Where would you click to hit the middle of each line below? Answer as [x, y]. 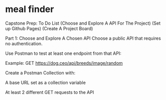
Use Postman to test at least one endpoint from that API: [63, 53]
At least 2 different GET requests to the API [50, 92]
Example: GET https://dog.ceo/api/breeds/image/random [64, 63]
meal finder [30, 9]
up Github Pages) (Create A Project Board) [49, 28]
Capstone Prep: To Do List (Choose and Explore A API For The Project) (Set [83, 23]
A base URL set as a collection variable [46, 82]
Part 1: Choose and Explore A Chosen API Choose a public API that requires [83, 38]
